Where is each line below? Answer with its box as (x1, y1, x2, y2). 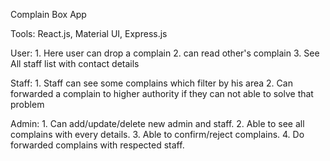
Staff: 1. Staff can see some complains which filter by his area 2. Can (10, 77, 293, 89)
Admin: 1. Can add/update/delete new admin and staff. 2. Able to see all (10, 118, 305, 129)
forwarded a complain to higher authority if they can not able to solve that (10, 88, 314, 99)
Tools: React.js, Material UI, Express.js (10, 28, 168, 39)
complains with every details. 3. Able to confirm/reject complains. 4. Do (10, 129, 305, 140)
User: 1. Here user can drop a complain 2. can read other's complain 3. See (10, 47, 320, 59)
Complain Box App (10, 9, 87, 20)
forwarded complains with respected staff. (10, 139, 185, 151)
